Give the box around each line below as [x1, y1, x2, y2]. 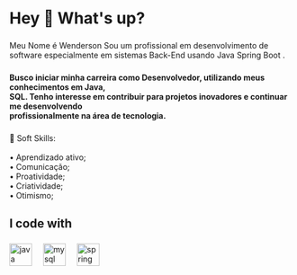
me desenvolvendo [9, 101, 83, 111]
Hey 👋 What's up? [9, 8, 146, 29]
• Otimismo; [9, 190, 54, 200]
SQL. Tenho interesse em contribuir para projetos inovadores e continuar [9, 92, 288, 102]
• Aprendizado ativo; [9, 152, 87, 163]
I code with [9, 216, 73, 232]
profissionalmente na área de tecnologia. [9, 111, 166, 121]
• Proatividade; [9, 171, 66, 182]
